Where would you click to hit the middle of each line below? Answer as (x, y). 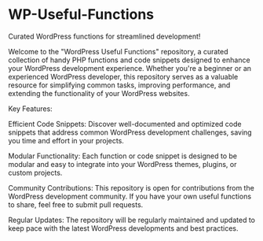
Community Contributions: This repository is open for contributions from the (131, 187)
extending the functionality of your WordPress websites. (99, 93)
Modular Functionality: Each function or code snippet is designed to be (123, 156)
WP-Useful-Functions (81, 15)
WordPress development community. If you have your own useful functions (130, 196)
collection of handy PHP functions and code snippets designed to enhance (129, 60)
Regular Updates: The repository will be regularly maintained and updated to (131, 220)
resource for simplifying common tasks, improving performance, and (119, 85)
